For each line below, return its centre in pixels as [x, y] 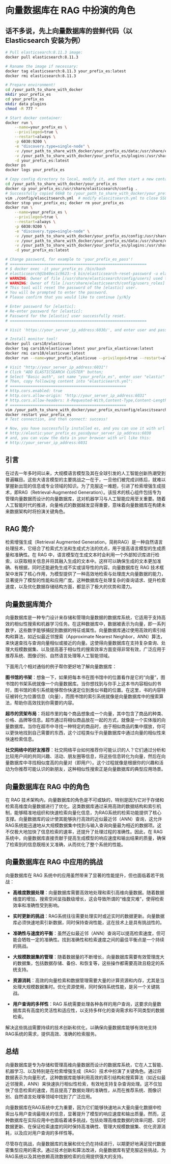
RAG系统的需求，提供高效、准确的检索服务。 [52, 1034]
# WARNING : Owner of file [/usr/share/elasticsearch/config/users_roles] [85, 283]
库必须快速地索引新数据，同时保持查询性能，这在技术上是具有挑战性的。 [88, 922]
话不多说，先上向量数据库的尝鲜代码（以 [69, 31]
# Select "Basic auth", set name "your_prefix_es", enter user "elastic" [85, 377]
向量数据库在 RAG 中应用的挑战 [54, 862]
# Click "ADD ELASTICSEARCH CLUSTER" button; [54, 372]
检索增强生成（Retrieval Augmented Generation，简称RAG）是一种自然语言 [84, 542]
